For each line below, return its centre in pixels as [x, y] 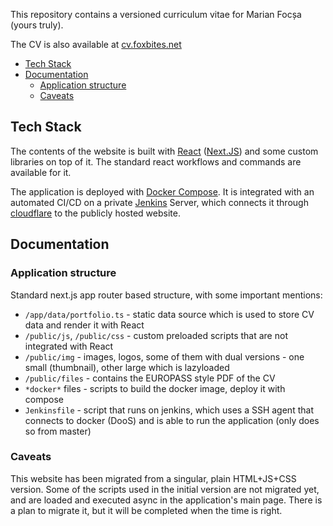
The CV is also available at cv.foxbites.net [96, 44]
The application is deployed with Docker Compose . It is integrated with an [162, 191]
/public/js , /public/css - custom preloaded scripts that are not [156, 335]
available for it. [41, 172]
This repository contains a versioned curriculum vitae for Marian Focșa [156, 14]
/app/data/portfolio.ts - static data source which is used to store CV [169, 314]
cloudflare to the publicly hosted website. [95, 213]
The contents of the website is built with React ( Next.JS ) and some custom [164, 151]
